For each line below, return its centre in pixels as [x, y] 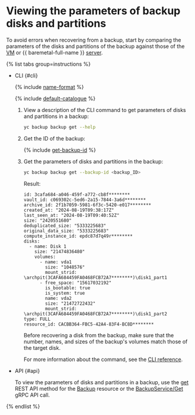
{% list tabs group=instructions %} [48, 64]
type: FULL [37, 319]
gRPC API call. [32, 395]
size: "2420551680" [48, 221]
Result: [32, 183]
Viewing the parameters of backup [93, 11]
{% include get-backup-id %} [60, 150]
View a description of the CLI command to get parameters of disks [105, 110]
